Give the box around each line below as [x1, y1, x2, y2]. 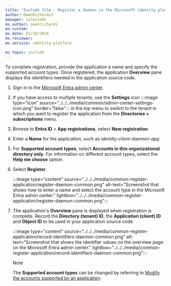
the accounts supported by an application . [12, 275, 102, 281]
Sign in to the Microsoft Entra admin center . [12, 84, 104, 91]
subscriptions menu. [12, 116, 58, 122]
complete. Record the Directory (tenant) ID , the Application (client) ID [12, 213, 161, 219]
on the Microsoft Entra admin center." [12, 244, 92, 250]
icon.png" [12, 105, 34, 111]
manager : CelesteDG [5, 17, 47, 22]
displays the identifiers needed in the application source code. [5, 74, 136, 80]
